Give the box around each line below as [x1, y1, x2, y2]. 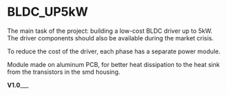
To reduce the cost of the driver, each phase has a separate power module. [7, 47, 221, 55]
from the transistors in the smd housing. [7, 68, 120, 76]
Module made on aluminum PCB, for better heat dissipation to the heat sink [7, 60, 220, 68]
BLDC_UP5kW [7, 4, 88, 20]
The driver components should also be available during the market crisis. [7, 33, 214, 42]
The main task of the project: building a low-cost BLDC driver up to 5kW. [7, 27, 213, 35]
